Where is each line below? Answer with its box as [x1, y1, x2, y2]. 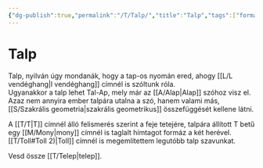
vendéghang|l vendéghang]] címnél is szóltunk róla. [8, 79, 176, 88]
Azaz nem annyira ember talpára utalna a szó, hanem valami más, [8, 95, 221, 105]
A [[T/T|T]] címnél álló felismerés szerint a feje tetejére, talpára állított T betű [8, 119, 255, 129]
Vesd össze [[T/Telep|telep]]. [8, 151, 103, 160]
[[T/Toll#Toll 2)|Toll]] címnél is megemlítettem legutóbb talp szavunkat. [8, 136, 236, 145]
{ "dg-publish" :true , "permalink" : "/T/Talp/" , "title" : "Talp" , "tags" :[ [8, 11, 236, 20]
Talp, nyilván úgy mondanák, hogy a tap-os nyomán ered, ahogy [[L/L [8, 71, 233, 80]
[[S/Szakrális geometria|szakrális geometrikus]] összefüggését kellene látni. [8, 104, 254, 113]
